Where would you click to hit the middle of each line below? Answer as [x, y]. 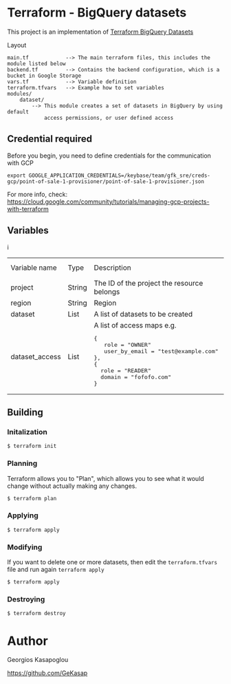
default [18, 111]
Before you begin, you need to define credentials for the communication [109, 156]
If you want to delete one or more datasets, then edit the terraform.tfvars [112, 562]
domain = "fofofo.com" [136, 377]
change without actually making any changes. [72, 486]
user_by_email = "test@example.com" [161, 351]
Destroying [26, 599]
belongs [107, 292]
